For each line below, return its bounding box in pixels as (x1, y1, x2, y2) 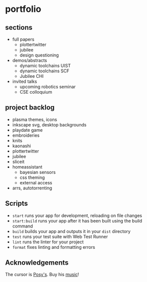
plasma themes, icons (12, 116, 57, 122)
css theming (19, 174, 45, 180)
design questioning (19, 52, 59, 58)
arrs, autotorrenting (12, 185, 52, 191)
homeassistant (12, 164, 43, 169)
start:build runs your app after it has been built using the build (12, 218, 143, 224)
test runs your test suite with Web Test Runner (12, 233, 108, 239)
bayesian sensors (19, 169, 56, 175)
